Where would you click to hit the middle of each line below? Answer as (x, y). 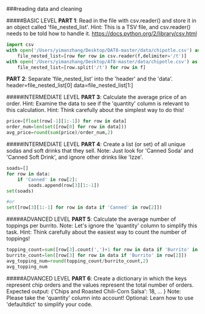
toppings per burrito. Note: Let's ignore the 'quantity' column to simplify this (102, 226)
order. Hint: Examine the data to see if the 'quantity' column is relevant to (98, 103)
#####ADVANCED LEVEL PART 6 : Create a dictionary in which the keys (97, 278)
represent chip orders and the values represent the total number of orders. (100, 285)
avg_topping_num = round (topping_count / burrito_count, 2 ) (77, 261)
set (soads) (20, 191)
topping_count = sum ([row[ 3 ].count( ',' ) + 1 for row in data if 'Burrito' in (102, 250)
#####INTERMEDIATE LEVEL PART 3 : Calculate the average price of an (97, 97)
